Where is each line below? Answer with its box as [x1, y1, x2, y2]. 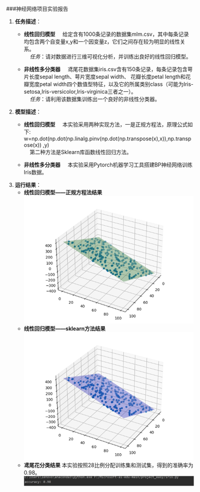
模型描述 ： [14, 108, 42, 115]
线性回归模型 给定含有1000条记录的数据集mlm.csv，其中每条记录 [23, 30, 189, 38]
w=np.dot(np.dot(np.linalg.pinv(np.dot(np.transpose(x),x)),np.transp [23, 135, 192, 142]
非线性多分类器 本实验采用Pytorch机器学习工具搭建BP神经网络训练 [23, 161, 193, 168]
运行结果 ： [14, 182, 42, 188]
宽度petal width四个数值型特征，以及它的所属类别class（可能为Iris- [29, 81, 194, 88]
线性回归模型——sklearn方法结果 [23, 325, 106, 333]
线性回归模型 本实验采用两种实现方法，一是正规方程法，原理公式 [23, 121, 188, 128]
